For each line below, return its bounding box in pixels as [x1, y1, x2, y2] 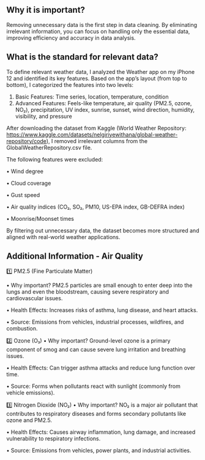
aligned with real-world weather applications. [6, 233, 121, 240]
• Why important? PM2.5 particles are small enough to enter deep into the [6, 281, 193, 289]
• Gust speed [6, 191, 40, 198]
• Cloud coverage [6, 179, 51, 187]
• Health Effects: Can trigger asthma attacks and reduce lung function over [6, 364, 196, 372]
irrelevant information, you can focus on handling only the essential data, [6, 28, 190, 35]
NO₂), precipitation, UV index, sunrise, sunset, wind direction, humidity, [15, 106, 195, 113]
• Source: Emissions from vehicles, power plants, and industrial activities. [6, 447, 192, 454]
